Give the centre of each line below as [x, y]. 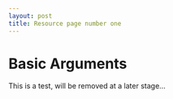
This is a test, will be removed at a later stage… [87, 86]
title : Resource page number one [65, 24]
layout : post [30, 16]
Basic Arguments [68, 64]
